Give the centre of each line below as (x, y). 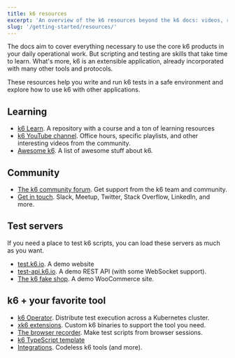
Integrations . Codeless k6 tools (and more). (80, 347)
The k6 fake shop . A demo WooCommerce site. (86, 278)
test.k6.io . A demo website (56, 264)
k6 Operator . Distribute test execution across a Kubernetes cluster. (113, 318)
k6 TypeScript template (51, 340)
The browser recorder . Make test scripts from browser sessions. (110, 332)
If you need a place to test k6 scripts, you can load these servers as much (114, 243)
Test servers (35, 226)
